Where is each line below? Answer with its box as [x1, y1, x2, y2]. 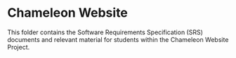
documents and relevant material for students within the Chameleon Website [7, 35, 229, 43]
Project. [7, 43, 30, 51]
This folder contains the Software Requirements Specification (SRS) [7, 28, 204, 36]
